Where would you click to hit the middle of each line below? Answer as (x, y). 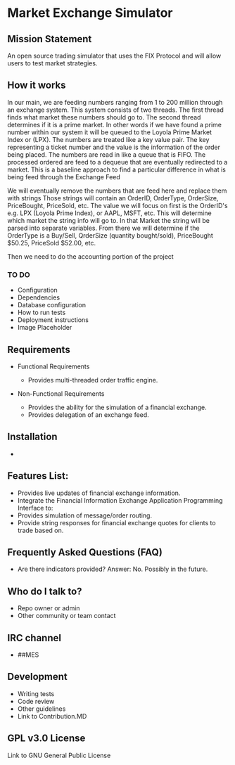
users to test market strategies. (52, 63)
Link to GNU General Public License (59, 755)
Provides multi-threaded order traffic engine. (93, 380)
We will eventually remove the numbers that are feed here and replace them (117, 191)
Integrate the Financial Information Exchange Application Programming (120, 500)
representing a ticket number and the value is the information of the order (114, 147)
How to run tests (42, 313)
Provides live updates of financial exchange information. (99, 493)
